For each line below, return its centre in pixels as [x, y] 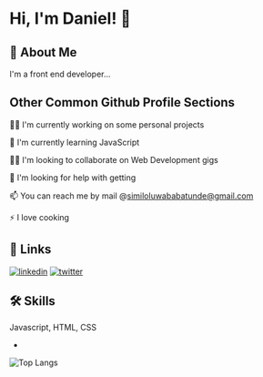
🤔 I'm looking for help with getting [73, 178]
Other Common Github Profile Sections [122, 102]
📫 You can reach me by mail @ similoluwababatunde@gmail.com [131, 196]
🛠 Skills [33, 301]
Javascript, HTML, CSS [53, 328]
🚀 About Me [43, 52]
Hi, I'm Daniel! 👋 [71, 19]
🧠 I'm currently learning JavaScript [75, 142]
